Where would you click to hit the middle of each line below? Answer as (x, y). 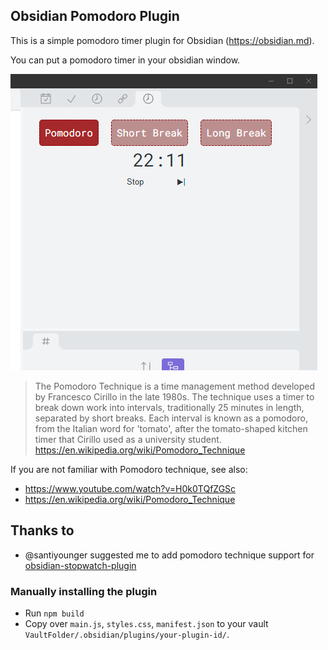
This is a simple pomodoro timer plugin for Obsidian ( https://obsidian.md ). (162, 40)
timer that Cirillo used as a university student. (128, 439)
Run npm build (54, 613)
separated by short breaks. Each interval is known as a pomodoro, (171, 418)
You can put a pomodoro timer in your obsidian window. (125, 60)
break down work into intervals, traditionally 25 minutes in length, (169, 407)
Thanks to (42, 530)
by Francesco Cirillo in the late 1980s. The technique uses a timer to (174, 396)
